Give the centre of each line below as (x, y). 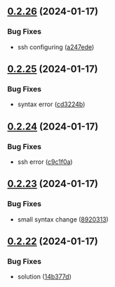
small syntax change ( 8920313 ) (63, 219)
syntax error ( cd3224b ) (51, 104)
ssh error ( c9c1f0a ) (45, 162)
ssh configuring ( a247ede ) (56, 47)
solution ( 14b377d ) (44, 276)
